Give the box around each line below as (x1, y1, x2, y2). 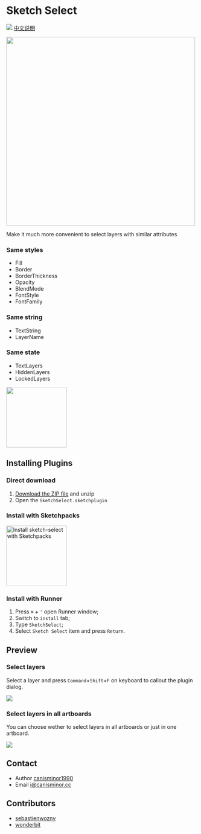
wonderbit (14, 821, 41, 828)
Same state (6, 348, 40, 357)
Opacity (14, 279, 35, 286)
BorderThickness (14, 273, 58, 280)
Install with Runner (6, 594, 63, 603)
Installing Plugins (6, 458, 73, 468)
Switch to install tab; (14, 615, 71, 622)
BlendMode (14, 285, 44, 293)
